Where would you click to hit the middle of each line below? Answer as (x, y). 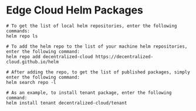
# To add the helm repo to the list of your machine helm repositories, (97, 46)
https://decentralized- (124, 56)
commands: (18, 31)
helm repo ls (22, 36)
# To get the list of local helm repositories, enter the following (92, 26)
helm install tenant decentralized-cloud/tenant (67, 103)
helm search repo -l (31, 82)
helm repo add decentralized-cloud (50, 56)
